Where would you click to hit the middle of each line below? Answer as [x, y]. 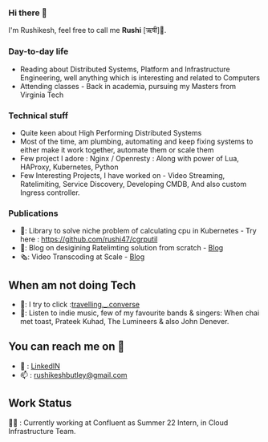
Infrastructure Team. [42, 431]
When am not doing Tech [72, 285]
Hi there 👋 [28, 13]
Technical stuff [39, 116]
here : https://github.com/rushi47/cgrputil [89, 239]
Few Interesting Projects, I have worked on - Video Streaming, [122, 175]
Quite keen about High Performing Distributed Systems [111, 132]
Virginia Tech [42, 95]
